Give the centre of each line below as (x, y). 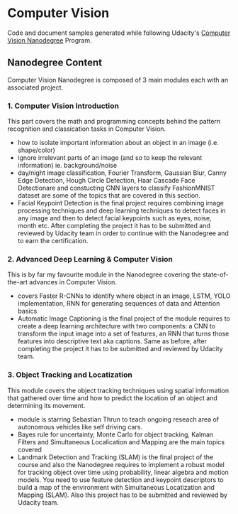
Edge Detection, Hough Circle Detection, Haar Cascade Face (106, 181)
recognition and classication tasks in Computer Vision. (87, 129)
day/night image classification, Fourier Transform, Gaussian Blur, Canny (122, 173)
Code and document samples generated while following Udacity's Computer (119, 33)
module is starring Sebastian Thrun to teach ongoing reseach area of (118, 419)
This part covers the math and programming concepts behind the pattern (114, 122)
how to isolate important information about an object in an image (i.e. (118, 143)
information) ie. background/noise (67, 166)
